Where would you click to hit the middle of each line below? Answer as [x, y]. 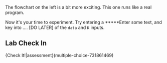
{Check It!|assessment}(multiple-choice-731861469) [59, 55]
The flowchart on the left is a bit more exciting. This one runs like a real [78, 7]
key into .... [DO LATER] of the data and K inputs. [55, 27]
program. [15, 12]
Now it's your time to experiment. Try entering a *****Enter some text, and [83, 22]
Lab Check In [26, 43]
